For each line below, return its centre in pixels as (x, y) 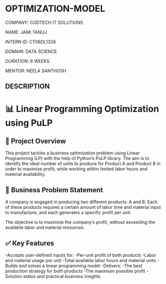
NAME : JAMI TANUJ (26, 32)
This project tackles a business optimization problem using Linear (73, 153)
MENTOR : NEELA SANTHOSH (36, 71)
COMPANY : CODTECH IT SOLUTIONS (44, 22)
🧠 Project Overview (36, 141)
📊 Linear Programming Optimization (82, 109)
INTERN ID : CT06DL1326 (31, 42)
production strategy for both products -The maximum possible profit (75, 271)
